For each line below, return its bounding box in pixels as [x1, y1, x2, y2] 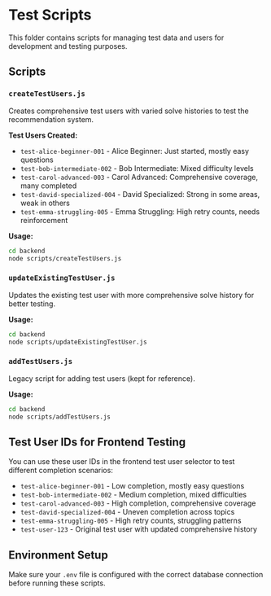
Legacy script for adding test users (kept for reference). [8, 373, 195, 383]
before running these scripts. [8, 578, 106, 588]
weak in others [20, 198, 71, 208]
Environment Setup [8, 548, 108, 562]
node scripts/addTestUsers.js [8, 413, 111, 421]
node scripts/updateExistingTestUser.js [8, 338, 148, 346]
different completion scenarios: [8, 466, 114, 475]
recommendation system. [8, 114, 94, 124]
